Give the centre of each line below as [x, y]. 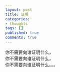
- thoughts [16, 24]
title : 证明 [17, 14]
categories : [17, 19]
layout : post [19, 10]
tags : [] [14, 28]
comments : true [21, 38]
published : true [22, 33]
